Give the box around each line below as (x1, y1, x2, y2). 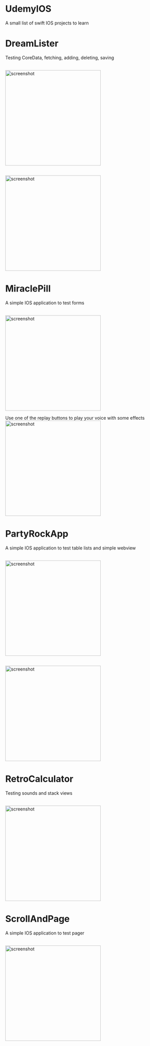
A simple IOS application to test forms (5, 300, 85, 306)
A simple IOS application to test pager (5, 929, 85, 936)
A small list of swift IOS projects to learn (5, 20, 89, 26)
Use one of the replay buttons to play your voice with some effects (5, 415, 145, 421)
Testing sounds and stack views (5, 790, 73, 796)
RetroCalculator (5, 773, 74, 784)
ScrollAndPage (5, 913, 70, 924)
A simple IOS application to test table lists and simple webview (5, 545, 136, 551)
